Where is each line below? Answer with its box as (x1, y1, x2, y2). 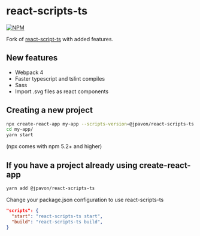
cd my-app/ (6, 127, 34, 133)
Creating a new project (6, 105, 93, 115)
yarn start (6, 132, 34, 138)
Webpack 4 (14, 69, 44, 76)
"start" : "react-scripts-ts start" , (11, 213, 103, 219)
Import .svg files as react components (14, 88, 109, 95)
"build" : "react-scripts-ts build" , (11, 219, 103, 225)
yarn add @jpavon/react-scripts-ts (6, 185, 95, 191)
